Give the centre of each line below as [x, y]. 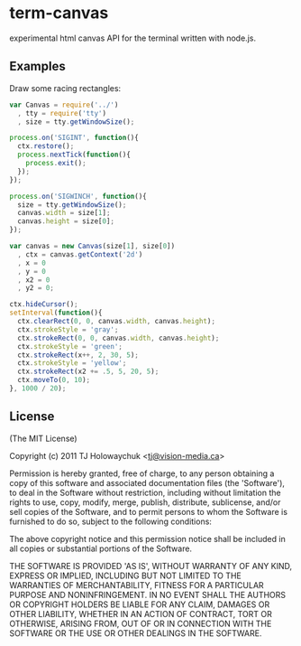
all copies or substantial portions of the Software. [100, 548]
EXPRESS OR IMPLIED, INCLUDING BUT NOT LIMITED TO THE [125, 576]
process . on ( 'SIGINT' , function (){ [74, 138]
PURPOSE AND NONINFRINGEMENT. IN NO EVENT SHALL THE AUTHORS [148, 595]
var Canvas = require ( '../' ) [64, 105]
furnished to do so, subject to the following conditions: [110, 521]
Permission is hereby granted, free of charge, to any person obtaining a [142, 473]
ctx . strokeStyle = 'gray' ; [68, 329]
